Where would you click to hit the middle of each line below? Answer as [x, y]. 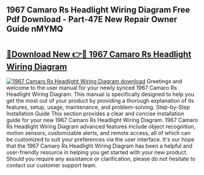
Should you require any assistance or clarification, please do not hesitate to [101, 159]
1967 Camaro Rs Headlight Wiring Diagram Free [98, 10]
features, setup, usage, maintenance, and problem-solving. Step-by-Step [98, 107]
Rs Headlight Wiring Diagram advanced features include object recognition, [101, 126]
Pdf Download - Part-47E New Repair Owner [92, 20]
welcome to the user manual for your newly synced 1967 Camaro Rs [92, 88]
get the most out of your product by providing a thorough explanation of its [100, 101]
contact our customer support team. [52, 165]
